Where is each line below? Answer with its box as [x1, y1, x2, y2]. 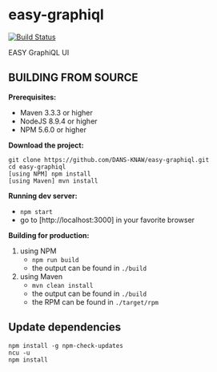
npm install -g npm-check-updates [8, 342, 124, 350]
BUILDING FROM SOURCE [8, 71, 139, 85]
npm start [19, 208, 54, 216]
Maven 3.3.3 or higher [19, 107, 94, 117]
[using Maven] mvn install [8, 176, 98, 185]
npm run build [31, 256, 79, 264]
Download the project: [8, 140, 84, 150]
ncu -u [8, 349, 30, 357]
